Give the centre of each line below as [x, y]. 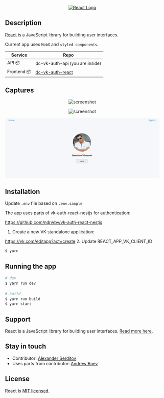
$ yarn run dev [21, 283]
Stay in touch [26, 346]
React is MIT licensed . [27, 391]
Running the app [31, 266]
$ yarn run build [23, 299]
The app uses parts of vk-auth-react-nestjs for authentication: [68, 213]
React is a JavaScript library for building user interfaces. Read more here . [79, 331]
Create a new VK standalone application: [53, 232]
